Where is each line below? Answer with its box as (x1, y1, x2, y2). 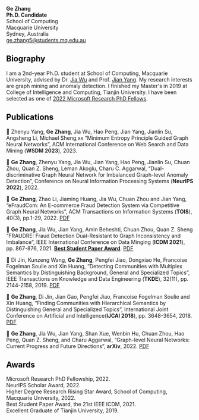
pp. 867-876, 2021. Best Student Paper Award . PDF (6, 245, 134, 252)
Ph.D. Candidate (6, 11, 48, 18)
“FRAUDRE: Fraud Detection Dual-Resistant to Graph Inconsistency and (6, 232, 181, 239)
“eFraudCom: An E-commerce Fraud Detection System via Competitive (6, 202, 180, 209)
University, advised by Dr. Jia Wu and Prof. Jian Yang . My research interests (6, 76, 192, 83)
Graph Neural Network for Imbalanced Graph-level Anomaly (41, 171, 188, 178)
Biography (6, 54, 46, 64)
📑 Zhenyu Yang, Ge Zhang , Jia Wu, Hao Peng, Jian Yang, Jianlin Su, (6, 128, 173, 135)
